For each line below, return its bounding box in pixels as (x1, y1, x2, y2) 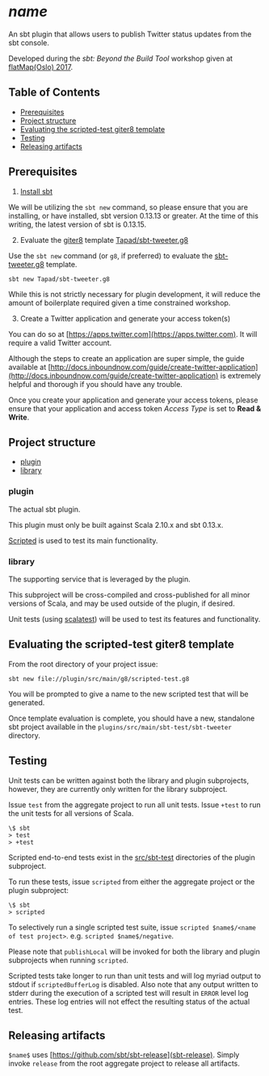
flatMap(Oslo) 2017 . (8, 62, 74, 71)
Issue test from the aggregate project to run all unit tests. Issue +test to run (8, 800, 261, 810)
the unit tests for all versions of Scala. (8, 808, 134, 818)
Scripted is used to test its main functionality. (8, 535, 158, 545)
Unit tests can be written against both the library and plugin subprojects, (8, 776, 249, 785)
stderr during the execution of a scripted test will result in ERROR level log (8, 988, 249, 997)
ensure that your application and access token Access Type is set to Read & (8, 403, 262, 413)
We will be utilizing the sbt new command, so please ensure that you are (8, 202, 249, 212)
